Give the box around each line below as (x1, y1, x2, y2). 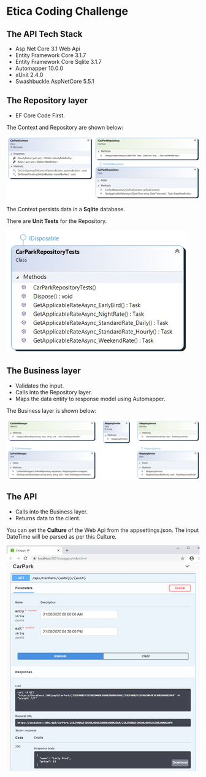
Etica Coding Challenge (6, 4, 129, 18)
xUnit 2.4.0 (15, 71, 44, 78)
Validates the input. (15, 382, 64, 389)
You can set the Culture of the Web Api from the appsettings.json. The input (6, 526, 199, 534)
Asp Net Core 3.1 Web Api (15, 45, 81, 52)
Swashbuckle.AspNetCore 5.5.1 (15, 78, 94, 85)
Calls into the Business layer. (15, 508, 88, 515)
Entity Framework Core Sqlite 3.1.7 (15, 58, 102, 65)
